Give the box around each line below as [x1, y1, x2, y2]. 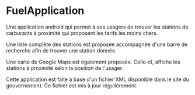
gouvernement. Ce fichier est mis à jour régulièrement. [6, 82, 138, 89]
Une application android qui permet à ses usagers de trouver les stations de [6, 23, 189, 30]
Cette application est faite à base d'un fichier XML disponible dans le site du [6, 76, 190, 83]
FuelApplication [6, 4, 85, 17]
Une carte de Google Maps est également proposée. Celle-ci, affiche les [6, 58, 180, 65]
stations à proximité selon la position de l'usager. [6, 64, 124, 71]
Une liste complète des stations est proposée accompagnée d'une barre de [6, 41, 188, 48]
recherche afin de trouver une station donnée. [6, 47, 117, 54]
